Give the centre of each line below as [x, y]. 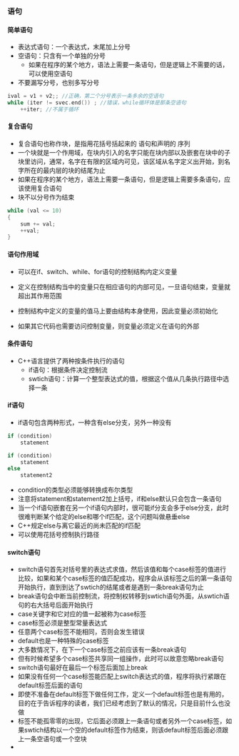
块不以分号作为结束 [46, 197]
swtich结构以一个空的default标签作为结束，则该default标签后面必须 [123, 730]
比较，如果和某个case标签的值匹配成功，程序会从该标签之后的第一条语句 [125, 578]
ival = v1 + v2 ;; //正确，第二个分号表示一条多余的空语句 [86, 96]
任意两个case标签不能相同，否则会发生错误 [81, 632]
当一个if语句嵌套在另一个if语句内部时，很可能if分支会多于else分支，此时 [123, 508]
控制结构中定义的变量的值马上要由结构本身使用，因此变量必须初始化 [118, 311]
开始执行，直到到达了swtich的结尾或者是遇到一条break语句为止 [111, 588]
